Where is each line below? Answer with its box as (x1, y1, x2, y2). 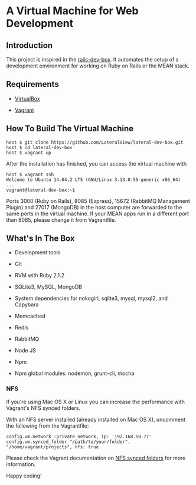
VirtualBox (14, 95, 40, 102)
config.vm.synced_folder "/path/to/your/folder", (6, 439, 131, 445)
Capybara (14, 301, 39, 308)
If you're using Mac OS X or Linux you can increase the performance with (6, 398, 185, 405)
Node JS (14, 347, 37, 354)
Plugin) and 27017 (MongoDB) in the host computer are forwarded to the (6, 203, 182, 211)
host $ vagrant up (6, 150, 51, 156)
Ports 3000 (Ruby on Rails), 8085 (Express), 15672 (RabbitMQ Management (6, 197, 191, 205)
